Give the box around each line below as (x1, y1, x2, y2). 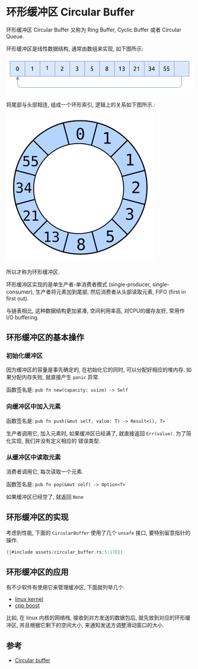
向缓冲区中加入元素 (6, 403, 61, 411)
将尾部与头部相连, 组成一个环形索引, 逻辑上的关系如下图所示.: (6, 101, 156, 108)
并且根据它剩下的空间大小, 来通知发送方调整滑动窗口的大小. (19, 622, 164, 629)
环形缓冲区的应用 (6, 567, 69, 577)
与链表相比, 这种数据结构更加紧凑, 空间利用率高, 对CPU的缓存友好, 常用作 (6, 307, 185, 314)
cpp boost (14, 602, 40, 609)
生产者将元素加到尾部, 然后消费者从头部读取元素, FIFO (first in (35, 288, 186, 295)
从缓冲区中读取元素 (6, 453, 61, 461)
